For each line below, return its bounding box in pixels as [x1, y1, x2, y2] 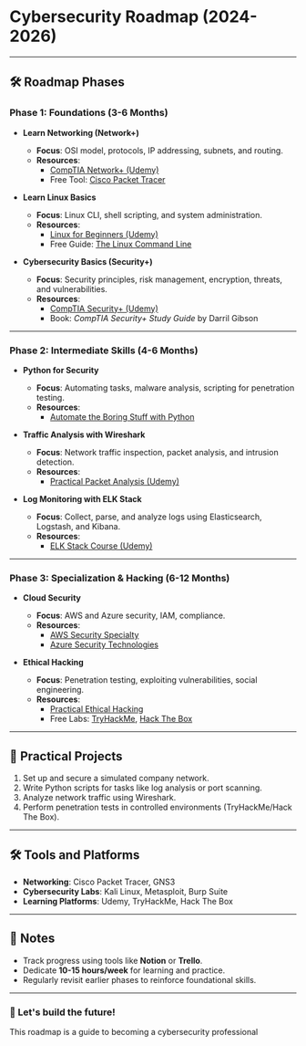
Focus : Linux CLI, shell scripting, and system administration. [36, 209, 262, 220]
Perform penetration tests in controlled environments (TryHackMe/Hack [22, 801, 293, 813]
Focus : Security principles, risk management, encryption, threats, [36, 274, 283, 285]
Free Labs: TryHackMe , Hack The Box [49, 714, 193, 725]
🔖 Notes [9, 931, 56, 947]
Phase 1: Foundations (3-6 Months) [9, 107, 168, 120]
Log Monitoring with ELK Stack [22, 493, 143, 504]
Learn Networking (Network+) [22, 127, 139, 138]
